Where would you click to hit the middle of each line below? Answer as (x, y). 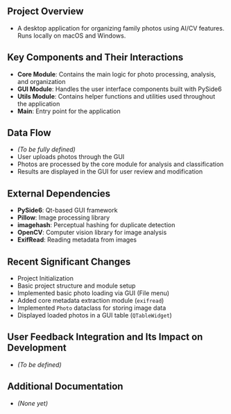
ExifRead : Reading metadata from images (77, 240)
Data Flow (29, 133)
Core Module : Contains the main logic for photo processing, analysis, (117, 74)
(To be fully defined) (46, 149)
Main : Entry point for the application (69, 111)
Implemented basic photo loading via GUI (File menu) (93, 293)
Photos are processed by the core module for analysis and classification (120, 164)
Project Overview (45, 11)
